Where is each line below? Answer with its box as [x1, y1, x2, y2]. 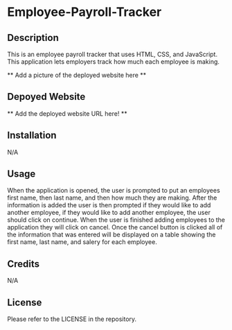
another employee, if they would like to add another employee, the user [7, 209, 211, 217]
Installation [7, 130, 57, 141]
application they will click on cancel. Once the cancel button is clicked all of [7, 223, 223, 232]
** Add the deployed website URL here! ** [7, 109, 127, 118]
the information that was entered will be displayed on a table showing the [7, 230, 216, 239]
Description [7, 32, 59, 44]
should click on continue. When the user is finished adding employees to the [7, 216, 226, 224]
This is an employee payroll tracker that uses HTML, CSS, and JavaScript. [7, 50, 218, 58]
